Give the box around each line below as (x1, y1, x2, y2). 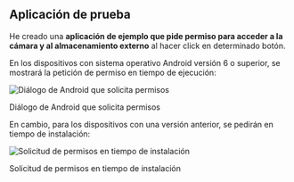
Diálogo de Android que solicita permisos (9, 102, 160, 112)
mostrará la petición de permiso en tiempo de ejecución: (9, 67, 216, 78)
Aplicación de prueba (9, 7, 131, 22)
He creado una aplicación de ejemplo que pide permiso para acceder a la (9, 30, 283, 41)
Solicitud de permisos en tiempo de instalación (9, 162, 181, 173)
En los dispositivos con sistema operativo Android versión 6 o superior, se (9, 57, 281, 68)
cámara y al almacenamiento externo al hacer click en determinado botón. (9, 40, 286, 51)
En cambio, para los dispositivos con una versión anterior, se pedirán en (9, 119, 274, 129)
